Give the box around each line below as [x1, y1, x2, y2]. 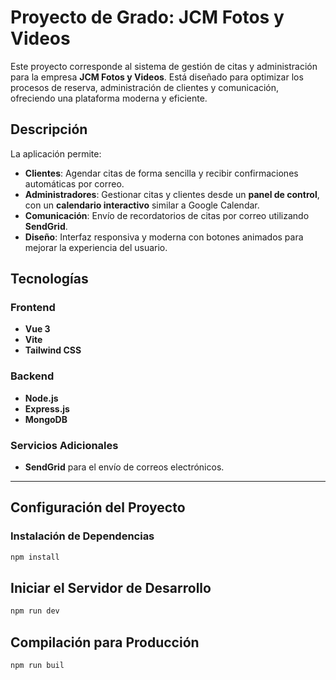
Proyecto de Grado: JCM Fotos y [10, 6, 285, 29]
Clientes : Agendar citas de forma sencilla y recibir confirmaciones [24, 167, 299, 179]
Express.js [24, 402, 70, 415]
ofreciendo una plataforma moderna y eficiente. [10, 92, 208, 104]
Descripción [10, 121, 88, 138]
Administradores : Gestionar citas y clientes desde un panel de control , [24, 188, 320, 200]
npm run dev [10, 606, 60, 616]
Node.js [24, 392, 59, 404]
